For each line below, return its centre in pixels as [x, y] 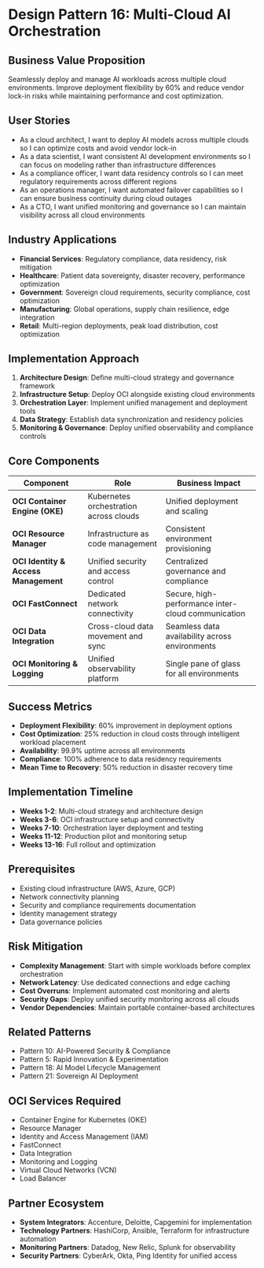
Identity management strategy [68, 913]
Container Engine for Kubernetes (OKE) [83, 1120]
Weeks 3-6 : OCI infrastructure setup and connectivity [107, 819]
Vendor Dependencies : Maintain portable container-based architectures [137, 1007]
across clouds [114, 516]
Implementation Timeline [71, 792]
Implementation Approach [74, 359]
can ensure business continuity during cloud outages [106, 198]
